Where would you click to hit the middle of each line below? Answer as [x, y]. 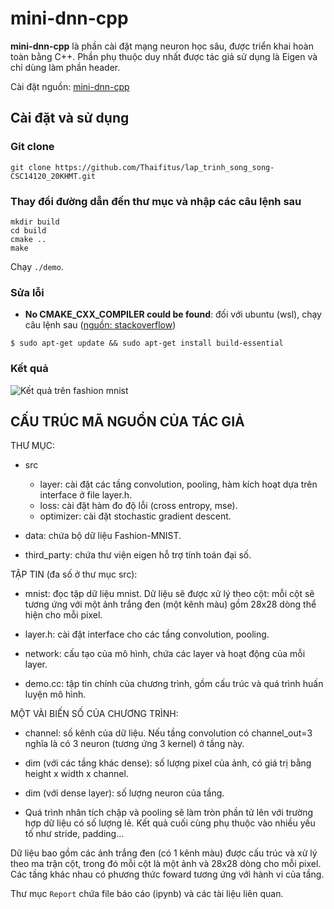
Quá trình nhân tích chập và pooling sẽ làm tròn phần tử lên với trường [169, 813]
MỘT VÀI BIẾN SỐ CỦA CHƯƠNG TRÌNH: [94, 714]
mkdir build [35, 222]
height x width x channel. [76, 774]
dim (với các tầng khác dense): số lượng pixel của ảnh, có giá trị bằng [168, 763]
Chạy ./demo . [37, 266]
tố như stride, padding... [74, 834]
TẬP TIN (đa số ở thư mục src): [74, 574]
